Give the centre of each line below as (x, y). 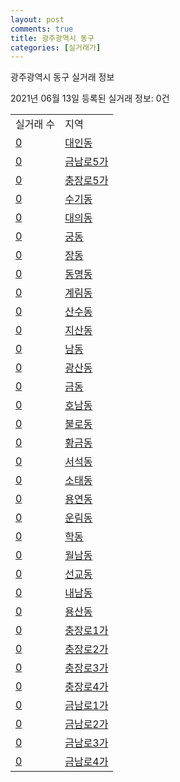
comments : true (42, 29)
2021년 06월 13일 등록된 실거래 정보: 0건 (90, 98)
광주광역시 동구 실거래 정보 (62, 77)
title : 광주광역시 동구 (52, 38)
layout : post (37, 19)
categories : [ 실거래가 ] (56, 47)
